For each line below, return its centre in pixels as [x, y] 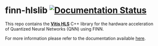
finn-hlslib [26, 10]
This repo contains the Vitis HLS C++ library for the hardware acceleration [79, 24]
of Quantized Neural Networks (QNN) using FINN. [54, 29]
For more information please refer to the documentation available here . [75, 38]
